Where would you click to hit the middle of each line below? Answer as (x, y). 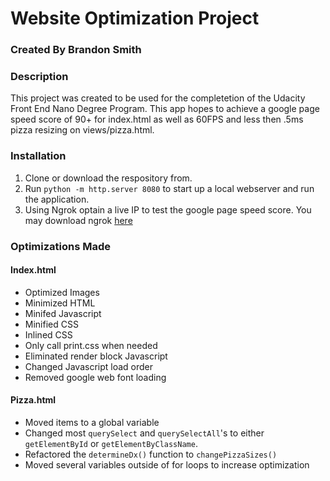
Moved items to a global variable (92, 423)
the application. (57, 199)
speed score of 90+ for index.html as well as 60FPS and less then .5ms (157, 119)
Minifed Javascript (63, 313)
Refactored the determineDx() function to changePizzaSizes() (151, 454)
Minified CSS (51, 324)
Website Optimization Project (135, 18)
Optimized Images (62, 292)
